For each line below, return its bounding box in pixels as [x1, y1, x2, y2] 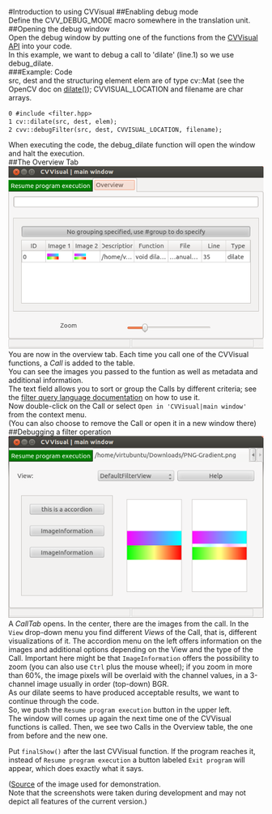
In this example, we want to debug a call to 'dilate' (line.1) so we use [8, 50, 235, 59]
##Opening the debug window [8, 24, 110, 33]
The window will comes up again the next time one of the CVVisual [8, 713, 232, 723]
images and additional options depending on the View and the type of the [8, 644, 253, 654]
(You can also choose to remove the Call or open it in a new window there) [8, 418, 257, 428]
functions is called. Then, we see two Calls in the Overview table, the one [8, 722, 253, 731]
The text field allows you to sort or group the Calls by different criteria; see [8, 384, 257, 394]
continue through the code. [8, 696, 100, 705]
